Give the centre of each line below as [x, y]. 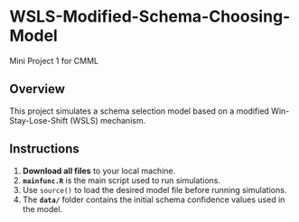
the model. [42, 208]
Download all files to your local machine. [99, 171]
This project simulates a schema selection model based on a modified [139, 111]
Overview [37, 89]
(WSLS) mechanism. [108, 120]
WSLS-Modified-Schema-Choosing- [150, 17]
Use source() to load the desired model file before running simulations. [154, 190]
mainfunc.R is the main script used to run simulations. [121, 180]
